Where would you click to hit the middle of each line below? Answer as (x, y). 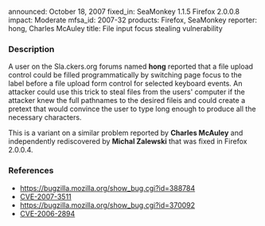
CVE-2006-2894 (47, 213)
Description (31, 49)
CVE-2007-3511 (45, 196)
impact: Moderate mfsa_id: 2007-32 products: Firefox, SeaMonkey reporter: (132, 20)
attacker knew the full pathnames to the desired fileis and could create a (127, 101)
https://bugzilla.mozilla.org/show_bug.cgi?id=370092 (107, 205)
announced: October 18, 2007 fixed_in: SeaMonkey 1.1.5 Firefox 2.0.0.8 (124, 12)
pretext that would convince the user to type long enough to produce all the (132, 109)
